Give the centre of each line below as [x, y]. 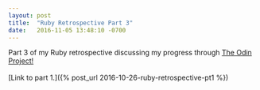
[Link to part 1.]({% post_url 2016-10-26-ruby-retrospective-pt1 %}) [118, 78]
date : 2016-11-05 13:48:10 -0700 [67, 30]
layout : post [30, 15]
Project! [21, 61]
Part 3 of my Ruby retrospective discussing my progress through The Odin [130, 53]
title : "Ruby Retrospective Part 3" [71, 23]
